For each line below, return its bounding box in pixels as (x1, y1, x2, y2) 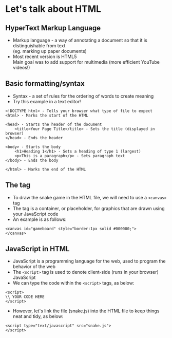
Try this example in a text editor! (12, 98, 81, 104)
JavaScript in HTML (5, 245, 70, 253)
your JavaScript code (12, 211, 59, 217)
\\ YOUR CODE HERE (5, 294, 45, 299)
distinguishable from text (12, 43, 66, 49)
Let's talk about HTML (5, 3, 102, 15)
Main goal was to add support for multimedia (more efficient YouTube (12, 59, 160, 65)
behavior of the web (12, 264, 55, 270)
